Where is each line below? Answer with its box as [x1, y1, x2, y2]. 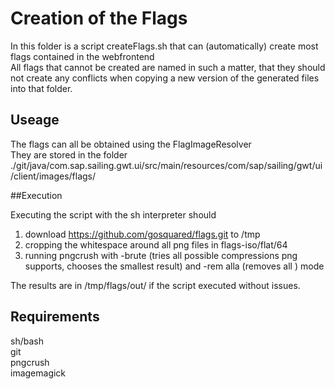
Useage [10, 112, 60, 129]
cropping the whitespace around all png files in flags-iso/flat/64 [24, 238, 288, 251]
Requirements [10, 308, 100, 326]
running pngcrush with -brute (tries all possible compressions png [24, 249, 298, 261]
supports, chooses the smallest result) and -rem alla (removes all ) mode [24, 260, 325, 272]
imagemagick [10, 367, 67, 379]
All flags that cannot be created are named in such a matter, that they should [10, 61, 326, 73]
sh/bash [10, 335, 44, 347]
